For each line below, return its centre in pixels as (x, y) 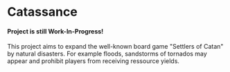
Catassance (42, 12)
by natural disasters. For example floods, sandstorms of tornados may (107, 54)
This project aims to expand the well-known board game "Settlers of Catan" (115, 47)
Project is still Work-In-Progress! (55, 31)
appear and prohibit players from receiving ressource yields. (94, 61)
